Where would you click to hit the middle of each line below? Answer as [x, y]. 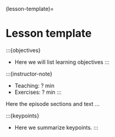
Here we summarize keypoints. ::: [56, 127]
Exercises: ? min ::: [38, 92]
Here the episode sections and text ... [53, 104]
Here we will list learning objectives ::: [62, 62]
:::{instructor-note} [29, 74]
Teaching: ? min [34, 85]
